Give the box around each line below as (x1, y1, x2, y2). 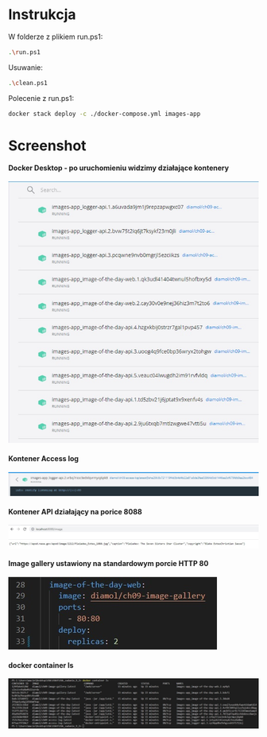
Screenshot (8, 137, 87, 154)
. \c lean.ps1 (8, 79, 48, 87)
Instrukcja (8, 6, 76, 24)
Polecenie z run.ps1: (8, 93, 74, 103)
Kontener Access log (8, 453, 79, 463)
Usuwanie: (8, 62, 44, 72)
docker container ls (8, 660, 74, 669)
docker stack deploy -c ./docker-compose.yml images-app (8, 110, 201, 118)
